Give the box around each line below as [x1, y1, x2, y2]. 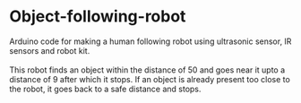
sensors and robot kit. [9, 45, 90, 56]
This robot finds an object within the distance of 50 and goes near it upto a [9, 64, 286, 75]
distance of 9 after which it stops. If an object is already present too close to [9, 73, 291, 84]
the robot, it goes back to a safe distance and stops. [9, 83, 202, 94]
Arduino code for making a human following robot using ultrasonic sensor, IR [9, 36, 292, 47]
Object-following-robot [9, 6, 186, 27]
